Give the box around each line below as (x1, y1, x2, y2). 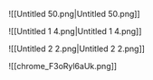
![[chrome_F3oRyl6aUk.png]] (8, 61, 118, 71)
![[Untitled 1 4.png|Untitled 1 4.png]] (8, 26, 142, 36)
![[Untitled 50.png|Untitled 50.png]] (8, 9, 141, 19)
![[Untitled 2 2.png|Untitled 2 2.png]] (8, 43, 146, 54)
